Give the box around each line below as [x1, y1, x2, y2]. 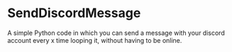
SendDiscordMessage [7, 5, 141, 21]
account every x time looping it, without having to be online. [7, 36, 182, 44]
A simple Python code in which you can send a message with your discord [7, 28, 225, 37]
